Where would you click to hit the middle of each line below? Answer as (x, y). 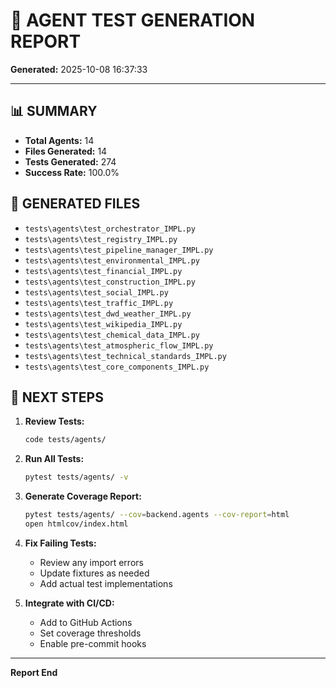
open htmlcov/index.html (76, 524)
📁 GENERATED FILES (75, 204)
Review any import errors (91, 562)
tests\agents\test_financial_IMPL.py (103, 271)
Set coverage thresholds (90, 633)
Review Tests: (54, 421)
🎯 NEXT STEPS (57, 397)
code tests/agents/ (65, 440)
